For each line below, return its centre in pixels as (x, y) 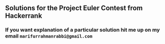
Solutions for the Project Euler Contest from (74, 8)
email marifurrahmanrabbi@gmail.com (49, 36)
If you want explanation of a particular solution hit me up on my (82, 30)
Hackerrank (24, 16)
